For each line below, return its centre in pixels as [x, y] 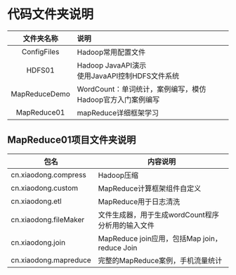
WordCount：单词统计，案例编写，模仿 [142, 89]
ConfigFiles [40, 51]
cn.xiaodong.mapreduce [51, 260]
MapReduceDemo [40, 94]
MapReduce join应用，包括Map [150, 238]
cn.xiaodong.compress [48, 174]
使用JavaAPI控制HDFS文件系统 [128, 76]
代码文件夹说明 [51, 14]
